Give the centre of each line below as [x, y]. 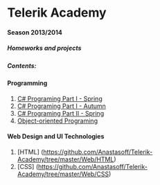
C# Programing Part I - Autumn [61, 106]
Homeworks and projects [44, 48]
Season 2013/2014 [35, 32]
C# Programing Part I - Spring [60, 98]
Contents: [22, 65]
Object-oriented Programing [57, 121]
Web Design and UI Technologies [56, 136]
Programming [27, 83]
